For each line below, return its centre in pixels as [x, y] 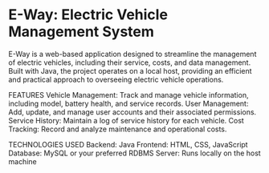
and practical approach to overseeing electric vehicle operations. [116, 79]
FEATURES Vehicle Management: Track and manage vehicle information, [128, 95]
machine [23, 161]
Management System [82, 32]
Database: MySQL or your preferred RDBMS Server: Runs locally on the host [134, 153]
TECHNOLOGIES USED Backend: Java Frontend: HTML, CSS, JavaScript [128, 144]
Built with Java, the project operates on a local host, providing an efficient [130, 70]
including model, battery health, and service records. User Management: [128, 103]
